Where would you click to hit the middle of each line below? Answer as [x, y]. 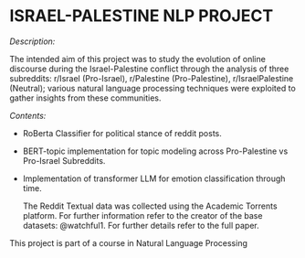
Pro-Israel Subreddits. [64, 160]
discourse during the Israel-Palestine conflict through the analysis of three [149, 69]
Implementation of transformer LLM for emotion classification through [154, 178]
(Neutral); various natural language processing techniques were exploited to [153, 88]
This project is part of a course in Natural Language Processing [129, 242]
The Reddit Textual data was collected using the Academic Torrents [150, 206]
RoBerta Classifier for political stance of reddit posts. [122, 133]
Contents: [28, 115]
